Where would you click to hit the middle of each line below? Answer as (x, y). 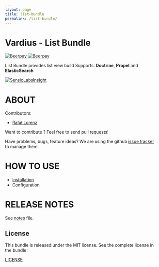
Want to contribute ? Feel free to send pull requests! (57, 132)
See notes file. (19, 218)
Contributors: (18, 113)
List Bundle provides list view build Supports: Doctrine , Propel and (72, 66)
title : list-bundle (25, 14)
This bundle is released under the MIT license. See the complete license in (79, 245)
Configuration (26, 185)
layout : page (18, 9)
